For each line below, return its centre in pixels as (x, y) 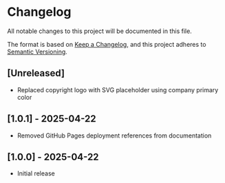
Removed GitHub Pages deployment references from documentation (114, 136)
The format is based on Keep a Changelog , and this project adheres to (107, 44)
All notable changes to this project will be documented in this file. (100, 31)
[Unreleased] (36, 73)
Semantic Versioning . (37, 52)
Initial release (36, 173)
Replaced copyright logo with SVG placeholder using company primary (118, 89)
